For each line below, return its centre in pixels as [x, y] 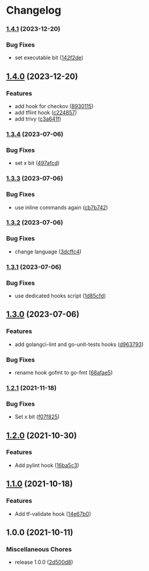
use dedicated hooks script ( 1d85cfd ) [60, 296]
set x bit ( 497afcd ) [37, 163]
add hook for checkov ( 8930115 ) [54, 106]
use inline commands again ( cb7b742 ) [61, 207]
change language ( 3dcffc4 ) [48, 251]
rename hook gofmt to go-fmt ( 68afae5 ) [64, 372]
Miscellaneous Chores [39, 549]
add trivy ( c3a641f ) [38, 119]
